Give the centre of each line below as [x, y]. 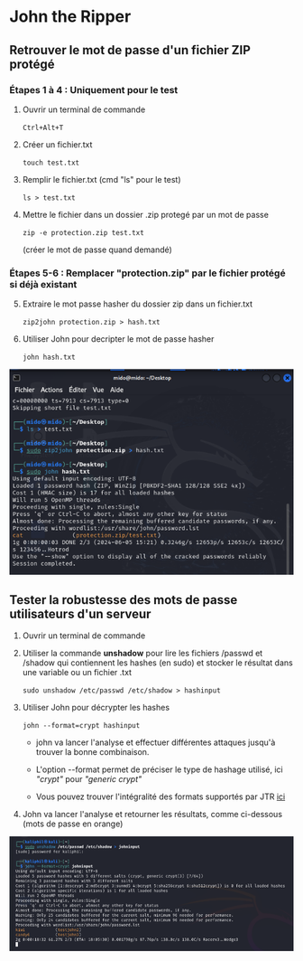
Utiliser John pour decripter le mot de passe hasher [118, 339]
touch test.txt [51, 163]
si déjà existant [43, 284]
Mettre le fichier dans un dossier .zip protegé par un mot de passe [145, 214]
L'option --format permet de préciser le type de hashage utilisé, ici [159, 769]
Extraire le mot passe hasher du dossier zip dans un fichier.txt [138, 304]
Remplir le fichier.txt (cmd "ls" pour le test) [102, 179]
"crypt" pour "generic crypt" [89, 779]
